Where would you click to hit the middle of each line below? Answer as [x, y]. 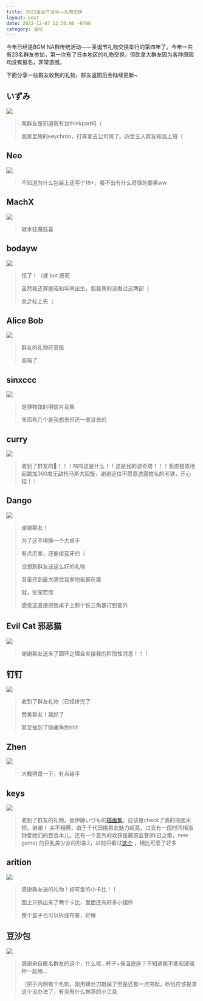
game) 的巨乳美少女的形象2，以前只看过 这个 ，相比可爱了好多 [99, 843]
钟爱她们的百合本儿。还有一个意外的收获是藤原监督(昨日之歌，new [105, 835]
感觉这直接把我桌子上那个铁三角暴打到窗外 [74, 605]
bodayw [22, 249]
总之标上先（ [37, 301]
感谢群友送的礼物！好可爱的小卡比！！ [69, 889]
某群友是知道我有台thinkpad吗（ [61, 124]
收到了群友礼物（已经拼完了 [56, 702]
